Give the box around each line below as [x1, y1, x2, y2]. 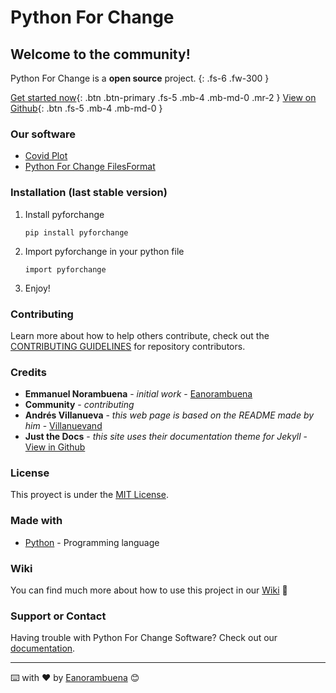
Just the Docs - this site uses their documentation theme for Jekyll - [24, 431, 308, 443]
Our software [10, 127, 77, 141]
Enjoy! [24, 282, 51, 294]
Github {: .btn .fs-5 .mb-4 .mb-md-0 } [10, 102, 163, 114]
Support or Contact [10, 609, 107, 623]
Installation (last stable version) [10, 186, 168, 200]
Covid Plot [24, 150, 68, 162]
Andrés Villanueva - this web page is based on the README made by [24, 409, 315, 421]
